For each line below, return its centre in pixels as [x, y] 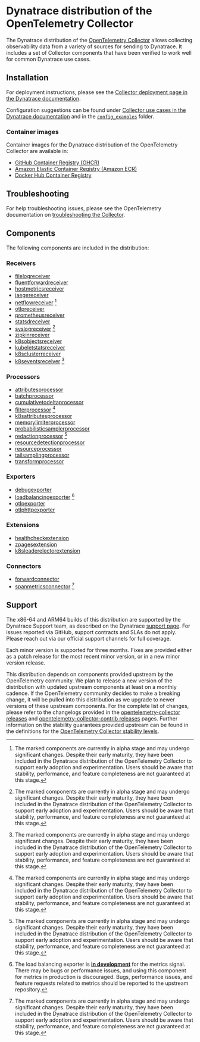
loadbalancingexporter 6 [45, 497]
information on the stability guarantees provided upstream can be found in [97, 725]
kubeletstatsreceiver [40, 348]
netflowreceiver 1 [36, 302]
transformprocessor [39, 461]
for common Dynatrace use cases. [49, 59]
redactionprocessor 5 [41, 435]
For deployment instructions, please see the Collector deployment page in [97, 92]
